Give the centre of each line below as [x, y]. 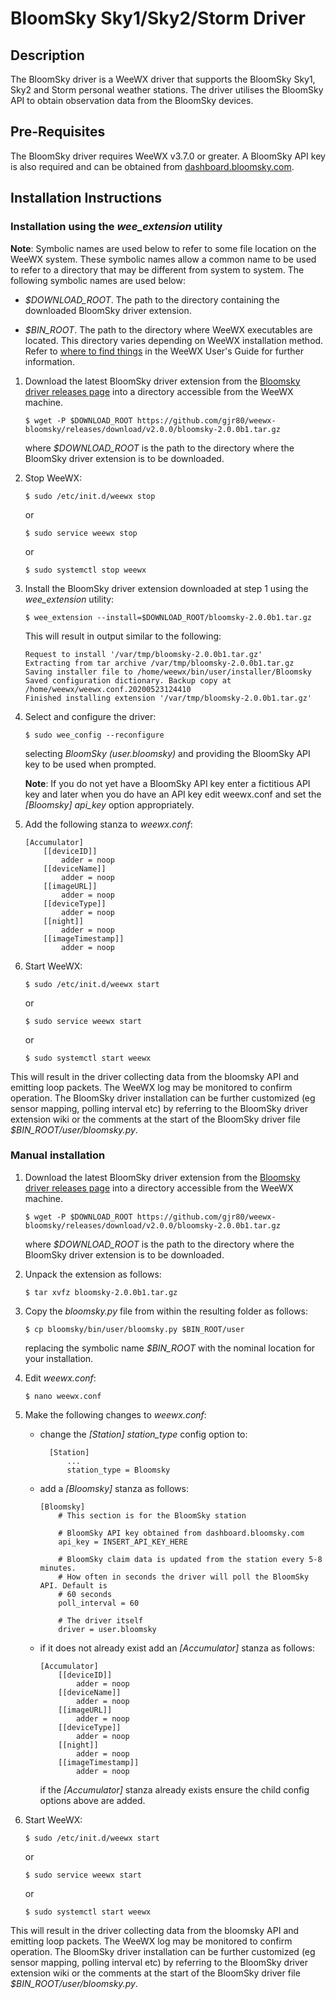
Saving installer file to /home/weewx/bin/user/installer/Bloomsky [168, 672]
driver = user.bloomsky [107, 1629]
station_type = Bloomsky [118, 1470]
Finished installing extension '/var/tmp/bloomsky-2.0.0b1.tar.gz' [168, 698]
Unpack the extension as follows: [93, 1274]
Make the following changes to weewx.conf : [115, 1414]
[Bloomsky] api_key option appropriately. [109, 804]
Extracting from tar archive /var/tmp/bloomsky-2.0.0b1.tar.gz [159, 663]
